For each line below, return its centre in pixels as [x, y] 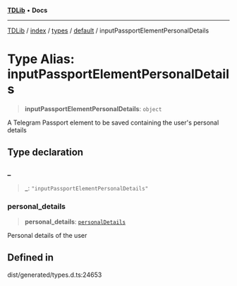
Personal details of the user [47, 235]
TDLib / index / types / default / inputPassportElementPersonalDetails [108, 30]
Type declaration [45, 153]
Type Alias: [41, 59]
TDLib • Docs [28, 10]
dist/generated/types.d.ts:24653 [55, 275]
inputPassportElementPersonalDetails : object [93, 108]
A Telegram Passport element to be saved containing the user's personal [113, 122]
